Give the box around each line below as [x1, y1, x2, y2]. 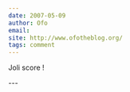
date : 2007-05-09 [8, 11, 66, 20]
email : [8, 26, 30, 34]
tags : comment [8, 41, 56, 49]
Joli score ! [8, 63, 45, 72]
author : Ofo [8, 19, 48, 27]
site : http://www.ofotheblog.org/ [8, 33, 124, 42]
